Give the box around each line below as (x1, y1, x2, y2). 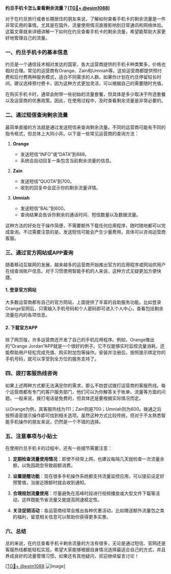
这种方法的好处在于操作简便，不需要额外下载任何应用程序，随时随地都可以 (5, 222, 161, 228)
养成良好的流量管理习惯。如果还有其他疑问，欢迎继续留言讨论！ (5, 553, 139, 559)
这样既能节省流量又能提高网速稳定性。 (21, 496, 102, 503)
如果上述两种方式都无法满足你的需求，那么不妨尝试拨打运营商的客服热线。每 (5, 382, 166, 388)
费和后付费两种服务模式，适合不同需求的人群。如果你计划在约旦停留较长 (5, 74, 157, 80)
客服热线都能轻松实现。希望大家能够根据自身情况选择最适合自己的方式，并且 (5, 547, 166, 553)
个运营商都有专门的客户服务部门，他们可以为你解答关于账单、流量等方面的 (5, 389, 161, 395)
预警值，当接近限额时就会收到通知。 (12, 479, 89, 485)
